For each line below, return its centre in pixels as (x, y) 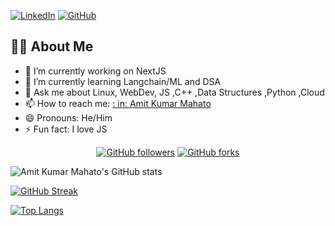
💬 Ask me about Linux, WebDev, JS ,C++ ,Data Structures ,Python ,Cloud (174, 92)
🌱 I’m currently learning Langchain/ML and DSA (123, 81)
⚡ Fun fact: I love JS (66, 129)
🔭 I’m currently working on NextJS (95, 71)
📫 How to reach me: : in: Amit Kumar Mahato (118, 103)
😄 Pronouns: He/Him (68, 117)
